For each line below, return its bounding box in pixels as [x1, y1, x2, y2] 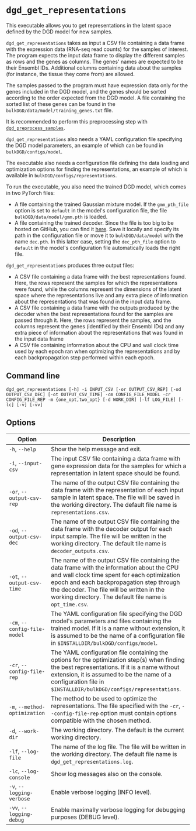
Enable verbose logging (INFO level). [51, 788, 152, 796]
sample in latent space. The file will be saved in [51, 493, 180, 502]
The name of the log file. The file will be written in [51, 743, 186, 751]
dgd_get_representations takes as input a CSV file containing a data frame [6, 39, 185, 46]
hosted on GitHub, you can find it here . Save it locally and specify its [14, 225, 179, 232]
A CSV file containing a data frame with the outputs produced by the [14, 304, 179, 311]
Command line [6, 371, 60, 381]
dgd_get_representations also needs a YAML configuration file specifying [6, 135, 183, 142]
